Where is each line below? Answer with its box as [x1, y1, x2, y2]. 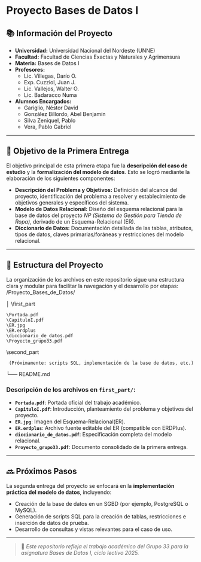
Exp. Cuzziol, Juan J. [23, 79, 76, 85]
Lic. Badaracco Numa [23, 91, 77, 99]
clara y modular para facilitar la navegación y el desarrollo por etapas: [6, 282, 178, 289]
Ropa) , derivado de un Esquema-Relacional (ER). [14, 218, 136, 225]
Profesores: [14, 66, 45, 73]
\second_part [6, 348, 39, 356]
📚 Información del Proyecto [6, 28, 112, 38]
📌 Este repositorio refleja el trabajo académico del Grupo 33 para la [20, 542, 188, 550]
